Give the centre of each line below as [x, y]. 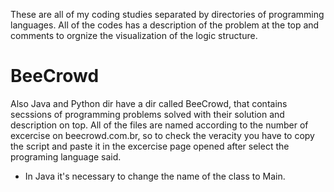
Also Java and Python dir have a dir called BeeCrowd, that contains [149, 103]
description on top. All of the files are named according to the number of [159, 125]
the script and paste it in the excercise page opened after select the [150, 146]
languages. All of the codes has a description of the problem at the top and [165, 25]
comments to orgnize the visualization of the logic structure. [134, 35]
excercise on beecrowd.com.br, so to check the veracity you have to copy [162, 135]
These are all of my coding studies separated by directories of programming [167, 14]
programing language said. [66, 156]
